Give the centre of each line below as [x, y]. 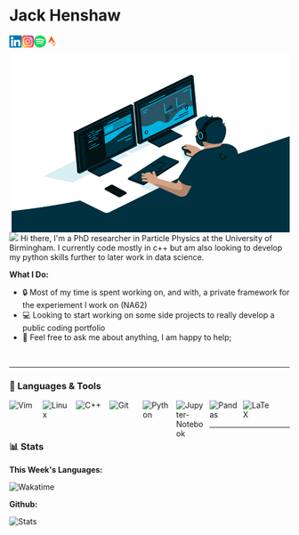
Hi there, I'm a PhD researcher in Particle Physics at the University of [146, 238]
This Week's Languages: [56, 469]
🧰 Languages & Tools [55, 385]
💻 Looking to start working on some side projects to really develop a [148, 315]
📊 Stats [27, 447]
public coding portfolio [64, 328]
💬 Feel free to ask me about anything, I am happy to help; [127, 337]
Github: [24, 504]
